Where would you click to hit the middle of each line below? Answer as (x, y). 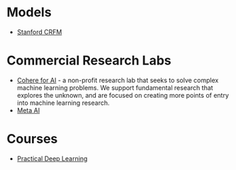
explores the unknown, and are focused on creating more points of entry (123, 95)
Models (29, 12)
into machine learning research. (63, 103)
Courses (32, 139)
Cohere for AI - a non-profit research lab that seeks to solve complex (118, 80)
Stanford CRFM (39, 32)
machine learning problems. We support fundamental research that (115, 87)
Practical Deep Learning (52, 158)
